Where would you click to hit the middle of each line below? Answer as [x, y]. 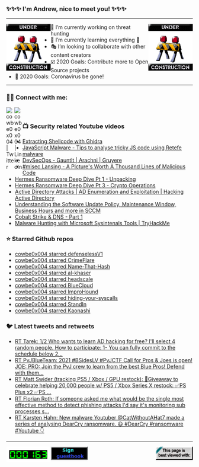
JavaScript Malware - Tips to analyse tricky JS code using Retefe [102, 148]
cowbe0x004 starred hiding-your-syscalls [66, 298]
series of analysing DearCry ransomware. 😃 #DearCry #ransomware [99, 424]
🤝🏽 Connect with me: [37, 98]
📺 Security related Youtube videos [74, 126]
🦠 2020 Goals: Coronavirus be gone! [59, 76]
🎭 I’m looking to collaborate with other [98, 47]
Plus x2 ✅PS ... [33, 392]
